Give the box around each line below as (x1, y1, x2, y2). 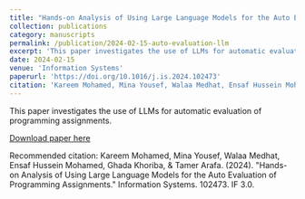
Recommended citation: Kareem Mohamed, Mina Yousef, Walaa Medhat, (9, 150, 280, 161)
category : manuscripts (9, 30, 95, 39)
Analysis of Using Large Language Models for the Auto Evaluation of (21, 169, 277, 180)
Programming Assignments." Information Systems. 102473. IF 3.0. (9, 178, 255, 190)
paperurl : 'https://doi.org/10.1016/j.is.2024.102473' (9, 72, 221, 81)
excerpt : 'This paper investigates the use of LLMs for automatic (9, 47, 266, 56)
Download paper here (9, 132, 91, 143)
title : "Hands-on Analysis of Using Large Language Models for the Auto (9, 13, 290, 23)
